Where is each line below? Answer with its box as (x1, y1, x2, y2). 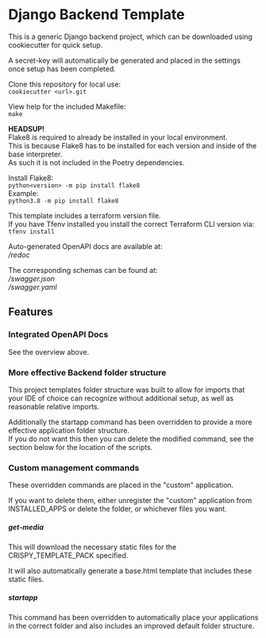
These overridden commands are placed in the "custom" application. (8, 480, 234, 490)
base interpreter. (8, 149, 63, 159)
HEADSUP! (8, 124, 45, 133)
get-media (8, 522, 44, 532)
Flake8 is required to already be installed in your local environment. (8, 133, 228, 142)
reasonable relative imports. (8, 402, 100, 411)
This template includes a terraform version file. (8, 210, 161, 220)
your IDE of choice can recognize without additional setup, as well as (8, 393, 234, 402)
